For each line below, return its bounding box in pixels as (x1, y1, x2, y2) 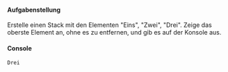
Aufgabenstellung (7, 6, 61, 14)
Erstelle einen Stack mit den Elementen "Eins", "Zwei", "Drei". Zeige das (7, 21, 212, 29)
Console (7, 44, 33, 52)
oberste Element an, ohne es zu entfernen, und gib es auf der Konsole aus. (7, 28, 222, 37)
